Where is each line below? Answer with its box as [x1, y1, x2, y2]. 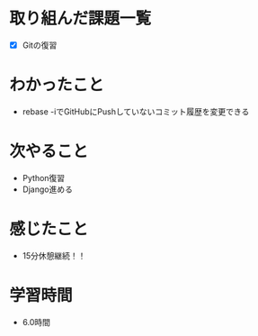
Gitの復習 [22, 40, 58, 50]
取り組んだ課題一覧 [9, 8, 152, 29]
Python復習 [22, 172, 66, 183]
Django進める [22, 184, 74, 195]
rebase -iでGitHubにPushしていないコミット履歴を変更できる [22, 105, 250, 117]
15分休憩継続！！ [22, 250, 86, 261]
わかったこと [9, 75, 105, 95]
